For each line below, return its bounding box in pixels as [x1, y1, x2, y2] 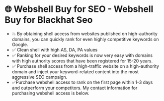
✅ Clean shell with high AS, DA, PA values [11, 47, 98, 52]
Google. [11, 41, 28, 48]
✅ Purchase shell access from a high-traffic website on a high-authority [11, 63, 160, 69]
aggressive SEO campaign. [11, 74, 68, 80]
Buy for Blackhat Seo [4, 14, 93, 26]
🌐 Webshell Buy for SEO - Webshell [4, 3, 154, 15]
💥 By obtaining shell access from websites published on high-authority [11, 31, 158, 37]
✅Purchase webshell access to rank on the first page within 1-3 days [11, 79, 153, 85]
